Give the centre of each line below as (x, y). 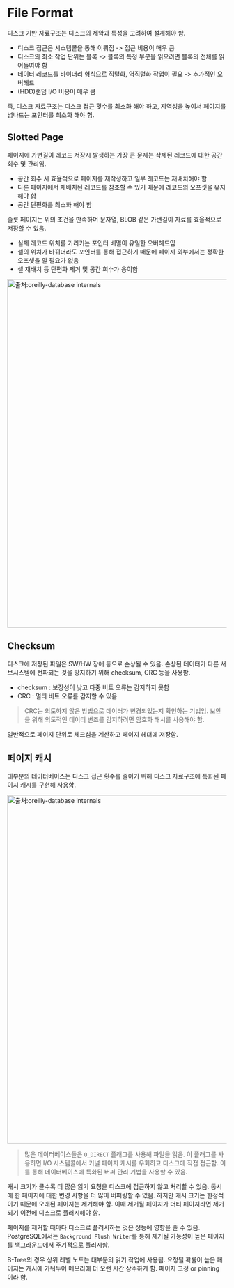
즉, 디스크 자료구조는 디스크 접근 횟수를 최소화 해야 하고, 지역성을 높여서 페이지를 (117, 106)
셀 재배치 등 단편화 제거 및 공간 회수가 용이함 (78, 269)
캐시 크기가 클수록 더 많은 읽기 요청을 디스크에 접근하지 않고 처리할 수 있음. (108, 1187)
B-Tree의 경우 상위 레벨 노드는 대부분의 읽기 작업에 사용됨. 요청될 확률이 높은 (111, 1260)
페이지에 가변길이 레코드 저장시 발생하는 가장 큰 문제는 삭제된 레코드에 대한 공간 (115, 155)
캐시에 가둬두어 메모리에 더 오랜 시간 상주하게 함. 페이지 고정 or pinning (123, 1268)
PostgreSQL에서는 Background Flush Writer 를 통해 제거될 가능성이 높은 (107, 1236)
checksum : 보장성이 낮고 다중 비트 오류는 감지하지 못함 (93, 687)
